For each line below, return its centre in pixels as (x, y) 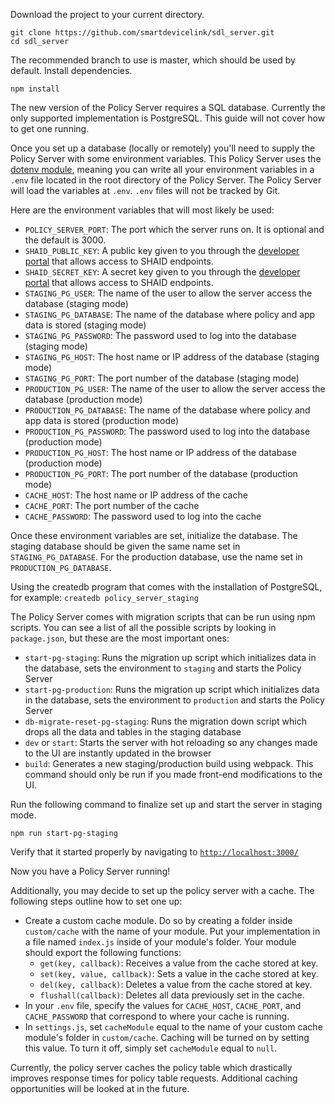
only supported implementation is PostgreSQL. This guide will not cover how (168, 118)
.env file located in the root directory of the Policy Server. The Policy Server (166, 180)
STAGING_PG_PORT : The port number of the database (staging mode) (162, 378)
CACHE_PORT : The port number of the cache (112, 505)
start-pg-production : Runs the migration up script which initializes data (172, 689)
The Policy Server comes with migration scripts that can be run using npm (163, 617)
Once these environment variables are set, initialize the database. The (154, 535)
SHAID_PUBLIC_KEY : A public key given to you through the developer (162, 250)
